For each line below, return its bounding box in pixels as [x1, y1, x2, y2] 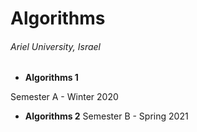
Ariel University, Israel [10, 40, 101, 52]
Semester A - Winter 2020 [10, 91, 119, 103]
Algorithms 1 [24, 72, 79, 84]
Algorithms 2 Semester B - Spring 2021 [24, 110, 189, 122]
